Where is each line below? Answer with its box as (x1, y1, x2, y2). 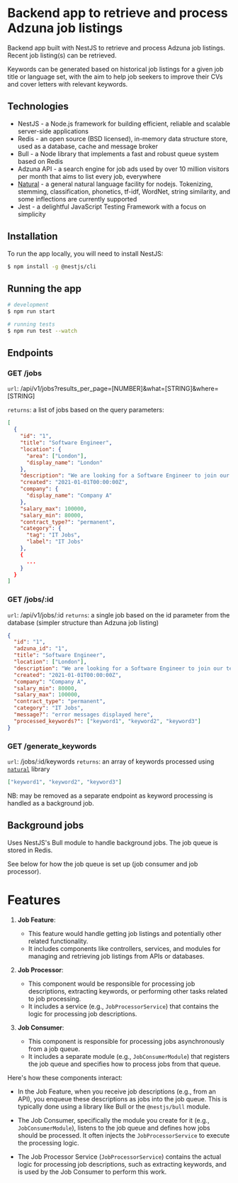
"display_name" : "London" (25, 459, 103, 466)
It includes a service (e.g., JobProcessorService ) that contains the (28, 1002, 219, 1011)
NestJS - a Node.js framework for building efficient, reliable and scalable (17, 119, 231, 128)
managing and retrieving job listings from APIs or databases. (28, 952, 205, 960)
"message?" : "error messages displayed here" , (13, 711, 154, 718)
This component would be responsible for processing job (28, 979, 195, 988)
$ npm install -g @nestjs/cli (7, 263, 97, 270)
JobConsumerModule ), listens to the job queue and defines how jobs (17, 1123, 210, 1132)
